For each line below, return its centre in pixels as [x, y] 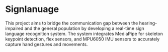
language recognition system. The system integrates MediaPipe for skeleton [84, 33]
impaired [14, 28]
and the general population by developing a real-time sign [84, 28]
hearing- [148, 23]
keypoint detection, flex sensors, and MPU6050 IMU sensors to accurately [82, 39]
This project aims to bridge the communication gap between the [72, 23]
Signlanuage [32, 9]
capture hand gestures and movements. [47, 44]
